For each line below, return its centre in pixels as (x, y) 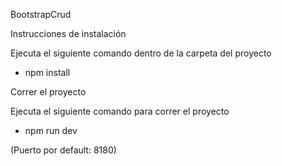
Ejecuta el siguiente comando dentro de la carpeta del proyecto (141, 53)
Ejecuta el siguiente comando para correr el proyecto (120, 111)
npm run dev (51, 130)
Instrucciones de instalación (68, 33)
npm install (47, 72)
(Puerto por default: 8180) (63, 150)
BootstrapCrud (41, 14)
